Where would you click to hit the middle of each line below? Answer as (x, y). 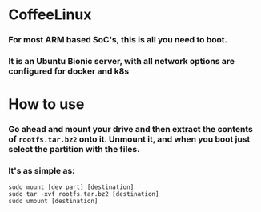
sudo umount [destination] (53, 202)
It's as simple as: (42, 171)
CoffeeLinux (50, 15)
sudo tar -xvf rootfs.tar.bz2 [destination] (84, 194)
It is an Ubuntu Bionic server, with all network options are (121, 62)
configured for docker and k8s (69, 71)
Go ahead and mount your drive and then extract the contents (131, 130)
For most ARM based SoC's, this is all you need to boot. (118, 40)
